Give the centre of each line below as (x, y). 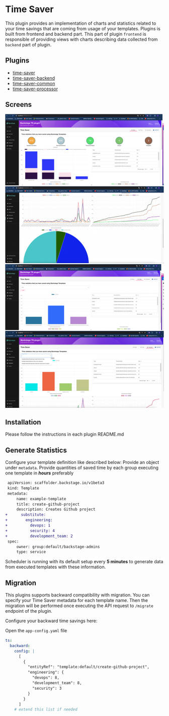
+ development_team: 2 (39, 536)
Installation (23, 422)
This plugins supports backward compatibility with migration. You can (77, 595)
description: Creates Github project (56, 510)
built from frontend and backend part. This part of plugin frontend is (76, 34)
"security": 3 (47, 688)
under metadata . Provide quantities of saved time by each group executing (82, 468)
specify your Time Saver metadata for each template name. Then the (77, 601)
